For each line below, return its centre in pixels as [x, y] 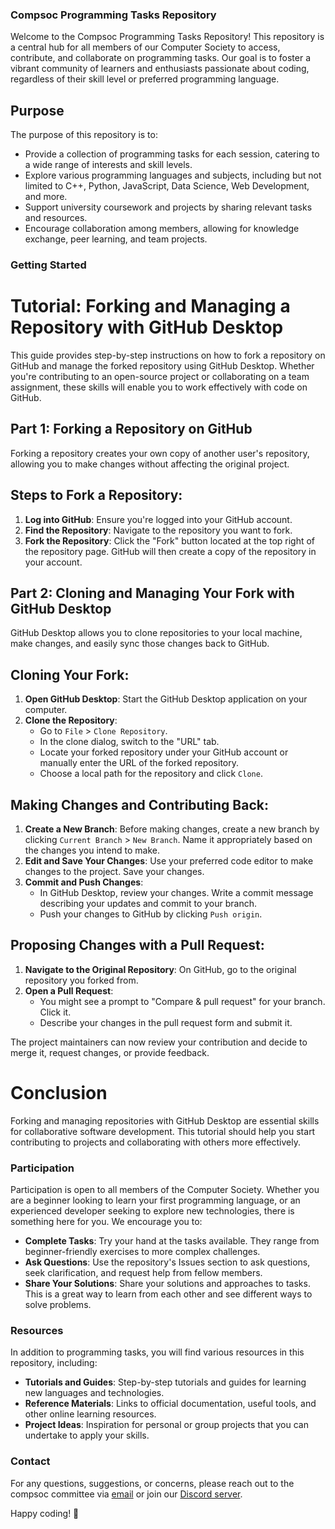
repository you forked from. [81, 980]
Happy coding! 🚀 [45, 1513]
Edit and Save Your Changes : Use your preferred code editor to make [169, 861]
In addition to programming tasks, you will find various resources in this [157, 1352]
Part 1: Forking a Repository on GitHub [131, 429]
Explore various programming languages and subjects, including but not [173, 175]
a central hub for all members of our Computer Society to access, [145, 47]
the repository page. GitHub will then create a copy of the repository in [170, 551]
